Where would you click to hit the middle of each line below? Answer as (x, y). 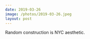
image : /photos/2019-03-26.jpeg (38, 14)
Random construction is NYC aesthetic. (45, 33)
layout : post (19, 19)
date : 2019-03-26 (23, 10)
